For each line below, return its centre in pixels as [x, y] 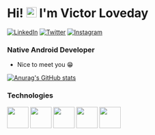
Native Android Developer [51, 50]
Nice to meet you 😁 [45, 65]
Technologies [30, 95]
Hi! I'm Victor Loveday [78, 13]
